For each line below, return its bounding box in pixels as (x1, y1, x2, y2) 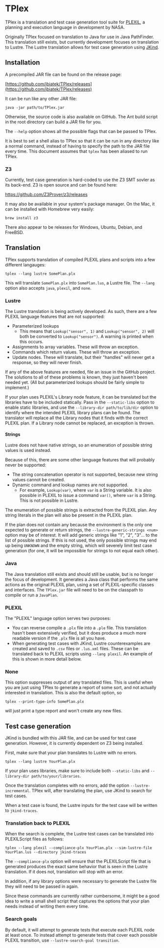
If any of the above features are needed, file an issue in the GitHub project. (5, 369, 156, 375)
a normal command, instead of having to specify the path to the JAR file (5, 143, 150, 149)
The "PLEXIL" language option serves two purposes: (5, 615, 111, 621)
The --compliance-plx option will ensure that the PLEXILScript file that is (5, 858, 151, 864)
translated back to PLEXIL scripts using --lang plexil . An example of (12, 651, 153, 657)
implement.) (5, 385, 29, 391)
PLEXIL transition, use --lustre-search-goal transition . (5, 937, 120, 943)
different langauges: (5, 261, 46, 267)
